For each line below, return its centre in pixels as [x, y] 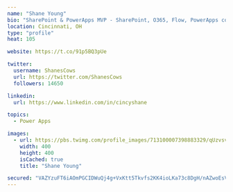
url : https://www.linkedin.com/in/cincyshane [80, 102]
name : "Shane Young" [37, 13]
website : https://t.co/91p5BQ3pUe [57, 52]
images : [18, 134]
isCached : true [42, 160]
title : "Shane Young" [51, 166]
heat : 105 [21, 39]
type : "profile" [31, 33]
